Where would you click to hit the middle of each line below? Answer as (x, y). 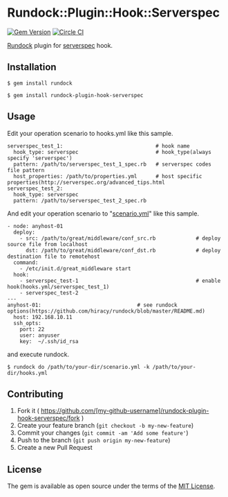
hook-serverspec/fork (48, 418)
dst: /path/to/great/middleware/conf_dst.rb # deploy (123, 250)
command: (26, 262)
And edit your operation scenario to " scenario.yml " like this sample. (103, 213)
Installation (32, 67)
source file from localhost (48, 244)
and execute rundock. (38, 354)
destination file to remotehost (54, 256)
